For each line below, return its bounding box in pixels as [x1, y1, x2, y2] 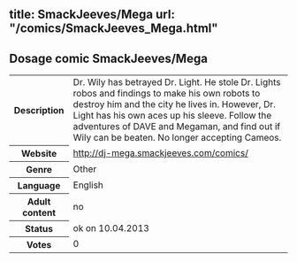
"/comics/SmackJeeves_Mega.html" [9, 21, 218, 36]
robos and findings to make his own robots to [72, 88, 261, 100]
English [72, 179, 104, 191]
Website [20, 147, 57, 159]
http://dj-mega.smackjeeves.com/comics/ [72, 146, 249, 158]
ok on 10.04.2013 [72, 221, 150, 234]
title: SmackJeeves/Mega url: [9, 7, 175, 22]
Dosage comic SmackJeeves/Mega [9, 50, 208, 65]
